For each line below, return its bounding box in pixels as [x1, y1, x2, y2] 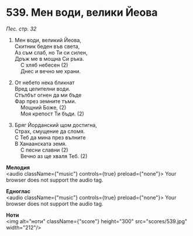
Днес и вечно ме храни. [20, 67, 81, 74]
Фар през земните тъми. [14, 97, 77, 105]
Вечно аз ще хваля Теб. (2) [20, 152, 88, 159]
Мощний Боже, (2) [20, 104, 67, 111]
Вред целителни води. [14, 85, 71, 92]
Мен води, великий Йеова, [14, 36, 82, 43]
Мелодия [6, 164, 30, 171]
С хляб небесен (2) [20, 61, 68, 69]
